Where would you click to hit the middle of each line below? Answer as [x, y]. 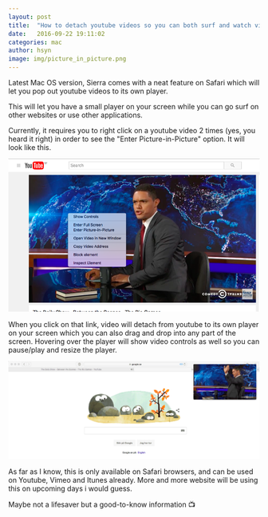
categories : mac [35, 42]
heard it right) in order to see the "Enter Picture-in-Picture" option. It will [126, 139]
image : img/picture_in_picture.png [67, 59]
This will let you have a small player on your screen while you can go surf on [134, 107]
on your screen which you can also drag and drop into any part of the [122, 333]
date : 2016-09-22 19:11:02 [57, 34]
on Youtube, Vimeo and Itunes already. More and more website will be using [133, 480]
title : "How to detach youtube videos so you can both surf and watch [130, 25]
